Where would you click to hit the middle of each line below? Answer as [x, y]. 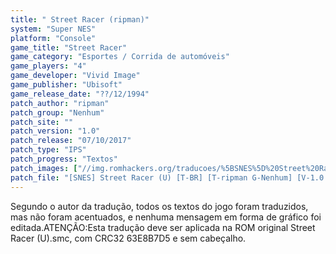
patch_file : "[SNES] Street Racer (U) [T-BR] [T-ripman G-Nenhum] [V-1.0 [167, 177]
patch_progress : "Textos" [64, 159]
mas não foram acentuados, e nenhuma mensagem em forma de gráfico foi [166, 217]
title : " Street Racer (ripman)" [80, 19]
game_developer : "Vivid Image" [75, 76]
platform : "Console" [53, 38]
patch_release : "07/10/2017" [71, 141]
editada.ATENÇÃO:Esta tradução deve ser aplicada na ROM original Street [163, 227]
